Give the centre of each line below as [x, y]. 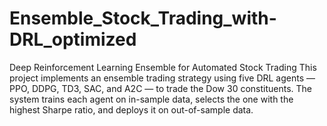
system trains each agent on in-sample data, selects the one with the [151, 99]
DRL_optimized [73, 39]
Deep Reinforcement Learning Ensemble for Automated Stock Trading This [163, 67]
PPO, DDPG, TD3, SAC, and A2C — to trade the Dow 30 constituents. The [161, 88]
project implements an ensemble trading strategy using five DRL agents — [162, 78]
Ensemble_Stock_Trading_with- [143, 18]
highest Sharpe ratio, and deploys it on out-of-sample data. [131, 109]
